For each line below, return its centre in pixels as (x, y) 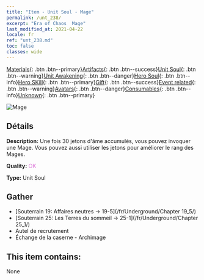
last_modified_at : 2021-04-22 (45, 29)
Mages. (16, 154)
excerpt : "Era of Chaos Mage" (46, 23)
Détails (20, 126)
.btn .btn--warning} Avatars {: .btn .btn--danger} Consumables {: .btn (91, 89)
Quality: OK (21, 166)
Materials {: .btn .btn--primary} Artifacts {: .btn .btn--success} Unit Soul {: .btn (101, 69)
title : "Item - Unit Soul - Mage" (50, 12)
